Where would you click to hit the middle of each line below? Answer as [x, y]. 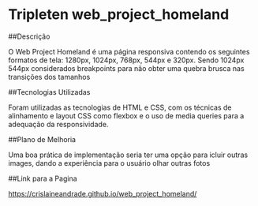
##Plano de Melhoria [42, 139]
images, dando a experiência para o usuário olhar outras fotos [109, 163]
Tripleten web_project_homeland [119, 15]
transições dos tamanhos [49, 77]
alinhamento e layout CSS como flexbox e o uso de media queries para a [126, 115]
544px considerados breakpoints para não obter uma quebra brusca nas [126, 68]
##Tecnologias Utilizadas [49, 92]
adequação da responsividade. [58, 124]
